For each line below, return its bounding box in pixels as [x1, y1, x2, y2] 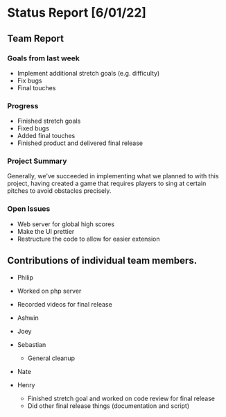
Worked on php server [17, 287, 82, 295]
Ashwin [17, 314, 40, 322]
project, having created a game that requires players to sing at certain [7, 179, 207, 188]
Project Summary [7, 156, 67, 166]
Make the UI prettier [17, 227, 75, 235]
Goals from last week [7, 53, 80, 63]
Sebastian [17, 340, 46, 348]
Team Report [7, 33, 64, 44]
